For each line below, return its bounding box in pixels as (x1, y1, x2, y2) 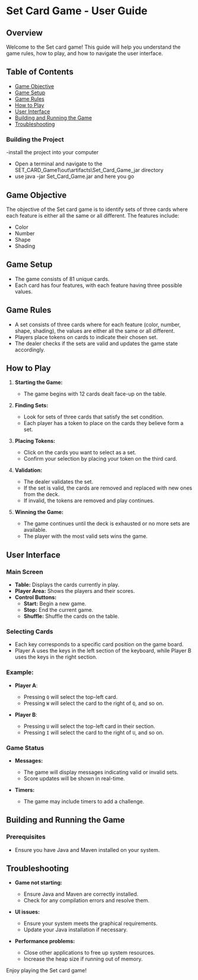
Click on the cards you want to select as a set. (23, 449, 136, 456)
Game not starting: (14, 879, 62, 886)
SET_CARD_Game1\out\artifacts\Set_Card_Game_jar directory (14, 167, 164, 174)
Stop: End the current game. (23, 606, 94, 614)
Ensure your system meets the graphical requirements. (23, 920, 158, 927)
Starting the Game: (14, 379, 63, 386)
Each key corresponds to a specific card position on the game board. (14, 641, 184, 648)
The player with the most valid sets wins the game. (23, 532, 148, 540)
